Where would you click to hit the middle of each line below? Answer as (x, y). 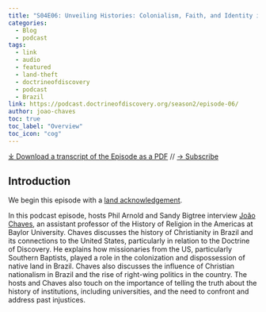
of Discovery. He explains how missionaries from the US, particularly (120, 249)
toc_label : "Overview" (46, 126)
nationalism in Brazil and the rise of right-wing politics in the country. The (128, 275)
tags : (17, 45)
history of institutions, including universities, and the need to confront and (129, 291)
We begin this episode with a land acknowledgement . (95, 200)
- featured (33, 67)
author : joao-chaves (42, 112)
